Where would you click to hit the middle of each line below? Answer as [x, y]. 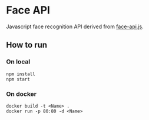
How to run [27, 45]
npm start [18, 79]
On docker [21, 94]
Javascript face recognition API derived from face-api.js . [75, 26]
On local [18, 62]
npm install [21, 74]
